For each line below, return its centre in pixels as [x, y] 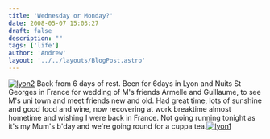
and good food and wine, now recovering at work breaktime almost [120, 108]
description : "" [35, 38]
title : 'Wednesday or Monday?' [61, 16]
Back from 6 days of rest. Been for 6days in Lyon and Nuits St [139, 83]
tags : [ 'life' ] [34, 46]
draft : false [30, 31]
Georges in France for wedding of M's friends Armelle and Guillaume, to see [135, 92]
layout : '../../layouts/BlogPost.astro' [77, 61]
